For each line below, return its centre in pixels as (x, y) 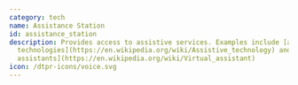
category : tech (37, 17)
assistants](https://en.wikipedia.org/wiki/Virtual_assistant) (136, 58)
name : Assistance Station (57, 26)
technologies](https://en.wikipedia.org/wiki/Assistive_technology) (146, 50)
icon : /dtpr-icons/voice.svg (63, 67)
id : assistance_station (53, 34)
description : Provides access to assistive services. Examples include (144, 42)
